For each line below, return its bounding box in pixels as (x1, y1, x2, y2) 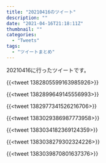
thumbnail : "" (6, 26, 43, 32)
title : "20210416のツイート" (6, 9, 77, 15)
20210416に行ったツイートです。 (6, 66, 90, 74)
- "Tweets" (12, 37, 40, 44)
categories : (6, 32, 37, 38)
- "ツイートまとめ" (12, 49, 55, 55)
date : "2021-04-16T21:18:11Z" (6, 20, 84, 26)
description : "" (6, 15, 48, 21)
